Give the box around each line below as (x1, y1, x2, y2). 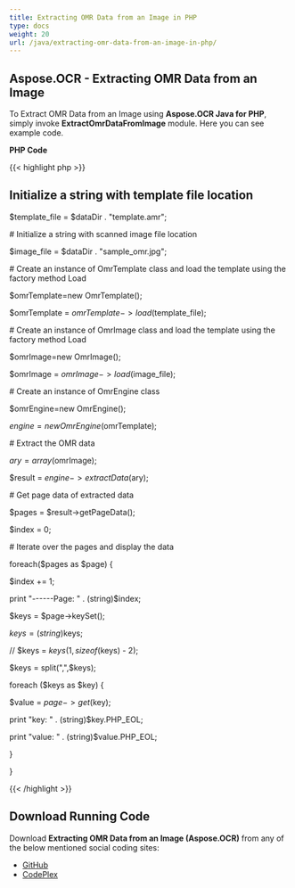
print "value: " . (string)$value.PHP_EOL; (9, 731, 158, 742)
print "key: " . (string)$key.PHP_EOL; (9, 714, 143, 725)
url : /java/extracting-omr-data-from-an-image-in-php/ (9, 37, 217, 47)
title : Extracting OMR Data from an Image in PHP (9, 12, 198, 22)
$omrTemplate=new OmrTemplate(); (9, 290, 143, 300)
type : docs (9, 21, 50, 30)
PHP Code (9, 144, 48, 156)
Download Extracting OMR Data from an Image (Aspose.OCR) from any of (9, 833, 284, 843)
